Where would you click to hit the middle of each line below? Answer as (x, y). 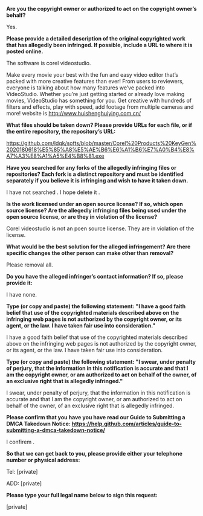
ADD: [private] (24, 483)
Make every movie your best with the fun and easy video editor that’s (92, 75)
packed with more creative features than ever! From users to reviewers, (95, 81)
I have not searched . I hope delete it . (53, 192)
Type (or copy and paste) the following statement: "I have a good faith (96, 306)
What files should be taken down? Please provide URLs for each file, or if (99, 125)
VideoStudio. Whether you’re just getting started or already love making (95, 94)
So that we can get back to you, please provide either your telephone (95, 453)
